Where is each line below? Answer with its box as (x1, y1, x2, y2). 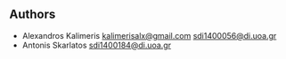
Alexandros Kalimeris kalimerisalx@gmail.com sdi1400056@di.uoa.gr (21, 30, 277, 41)
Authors (9, 7, 56, 22)
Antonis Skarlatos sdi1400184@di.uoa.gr (21, 40, 172, 50)
